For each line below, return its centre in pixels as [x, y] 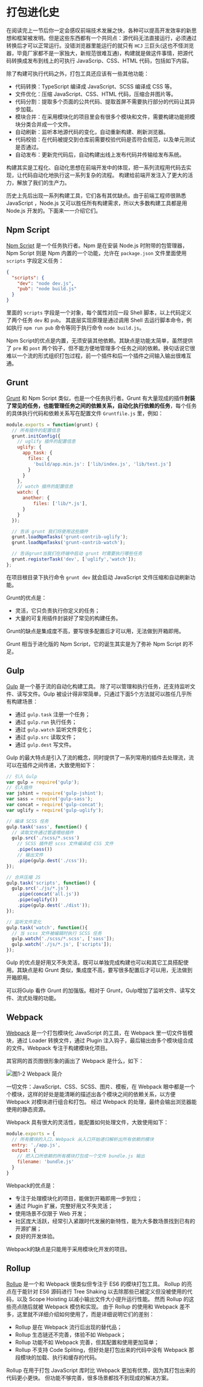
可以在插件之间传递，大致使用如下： [51, 765]
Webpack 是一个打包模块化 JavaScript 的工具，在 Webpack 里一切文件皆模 [100, 1033]
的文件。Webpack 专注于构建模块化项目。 [59, 1048]
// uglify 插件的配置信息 [47, 442]
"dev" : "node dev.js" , [46, 283]
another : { [36, 498]
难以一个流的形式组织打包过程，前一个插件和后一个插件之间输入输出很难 [96, 356]
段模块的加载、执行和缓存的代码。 [57, 1357]
